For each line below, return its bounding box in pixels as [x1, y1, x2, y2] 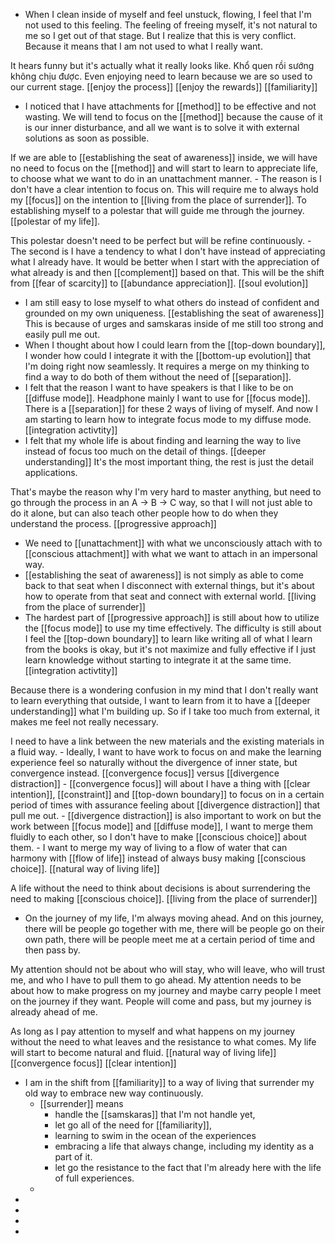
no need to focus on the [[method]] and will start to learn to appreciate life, [10, 162, 319, 174]
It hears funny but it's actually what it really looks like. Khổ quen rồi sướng [10, 60, 315, 71]
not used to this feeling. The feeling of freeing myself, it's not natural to [24, 19, 318, 31]
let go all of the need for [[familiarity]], [54, 1119, 213, 1131]
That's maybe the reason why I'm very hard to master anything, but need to [10, 486, 322, 498]
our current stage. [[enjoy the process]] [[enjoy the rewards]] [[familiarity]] [10, 81, 318, 93]
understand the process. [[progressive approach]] [10, 518, 217, 529]
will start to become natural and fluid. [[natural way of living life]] [10, 1047, 277, 1058]
